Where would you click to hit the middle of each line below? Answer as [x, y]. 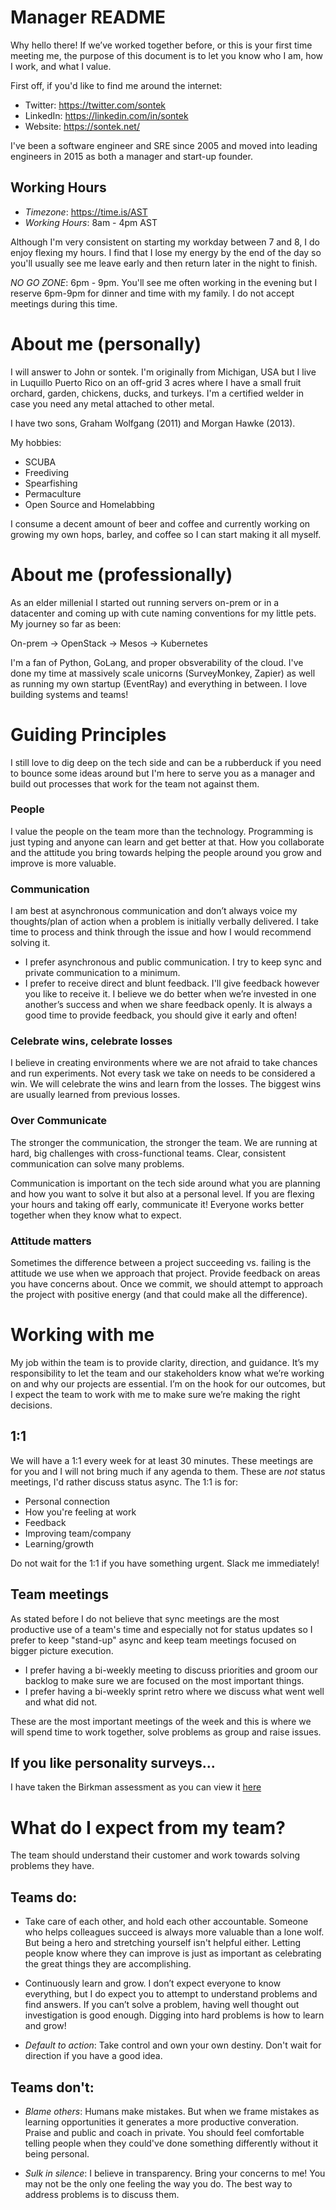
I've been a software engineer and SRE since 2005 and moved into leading [164, 145]
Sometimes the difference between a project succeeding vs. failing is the [161, 1263]
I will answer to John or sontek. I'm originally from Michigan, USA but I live [163, 372]
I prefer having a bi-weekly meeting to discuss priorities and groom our [171, 1670]
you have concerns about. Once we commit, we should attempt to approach [167, 1284]
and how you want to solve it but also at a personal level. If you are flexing [162, 1193]
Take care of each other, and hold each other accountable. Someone [166, 1922]
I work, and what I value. [61, 66]
